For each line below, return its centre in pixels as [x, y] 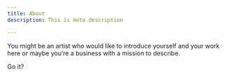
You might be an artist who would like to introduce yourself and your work [113, 46]
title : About [26, 13]
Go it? [16, 66]
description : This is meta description [65, 20]
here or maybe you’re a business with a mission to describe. [94, 53]
